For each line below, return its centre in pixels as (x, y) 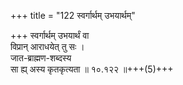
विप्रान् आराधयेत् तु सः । (47, 46)
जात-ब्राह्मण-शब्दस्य (41, 58)
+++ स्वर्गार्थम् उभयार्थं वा (50, 35)
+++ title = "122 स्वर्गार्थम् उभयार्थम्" (73, 15)
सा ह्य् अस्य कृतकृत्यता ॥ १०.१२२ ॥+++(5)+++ (92, 69)
